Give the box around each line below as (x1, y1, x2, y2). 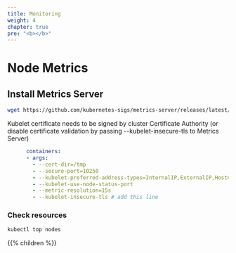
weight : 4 (7, 17, 37, 24)
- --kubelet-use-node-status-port (32, 181, 133, 188)
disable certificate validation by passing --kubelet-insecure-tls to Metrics (7, 127, 219, 136)
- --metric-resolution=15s (32, 187, 112, 194)
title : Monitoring (7, 10, 61, 18)
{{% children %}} (7, 239, 58, 247)
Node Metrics (7, 60, 88, 76)
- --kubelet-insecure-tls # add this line (32, 194, 159, 201)
